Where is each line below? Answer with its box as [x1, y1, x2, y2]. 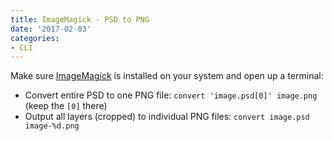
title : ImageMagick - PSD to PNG [10, 14, 150, 25]
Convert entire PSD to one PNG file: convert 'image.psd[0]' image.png [24, 89, 318, 101]
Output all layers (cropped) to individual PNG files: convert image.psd [24, 111, 310, 123]
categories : [10, 33, 60, 43]
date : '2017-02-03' [10, 24, 92, 34]
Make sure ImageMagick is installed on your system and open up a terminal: [10, 70, 324, 82]
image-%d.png [24, 121, 80, 131]
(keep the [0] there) [24, 100, 108, 112]
